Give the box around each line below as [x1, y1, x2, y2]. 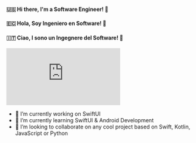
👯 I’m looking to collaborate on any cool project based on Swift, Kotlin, [15, 123, 191, 131]
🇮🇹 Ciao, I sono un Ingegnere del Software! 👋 [6, 34, 123, 41]
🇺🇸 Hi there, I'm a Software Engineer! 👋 [6, 5, 109, 13]
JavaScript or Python [15, 130, 69, 137]
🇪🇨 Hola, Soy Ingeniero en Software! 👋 [6, 19, 107, 27]
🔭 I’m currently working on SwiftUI [15, 110, 101, 117]
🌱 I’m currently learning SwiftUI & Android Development [15, 117, 154, 124]
